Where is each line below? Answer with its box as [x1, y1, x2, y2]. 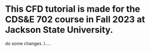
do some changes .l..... [5, 40, 52, 46]
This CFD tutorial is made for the [5, 3, 141, 15]
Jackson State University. [5, 25, 113, 35]
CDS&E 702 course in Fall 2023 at [5, 14, 146, 25]
